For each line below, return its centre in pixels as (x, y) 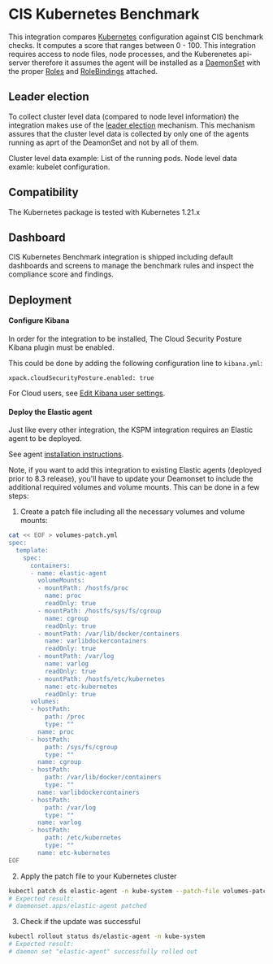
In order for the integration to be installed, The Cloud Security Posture (125, 338)
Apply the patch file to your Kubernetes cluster (98, 876)
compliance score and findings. (61, 274)
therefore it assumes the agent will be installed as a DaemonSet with (147, 63)
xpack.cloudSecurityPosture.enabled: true (81, 378)
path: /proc (65, 717)
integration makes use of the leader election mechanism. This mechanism (132, 125)
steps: (19, 496)
